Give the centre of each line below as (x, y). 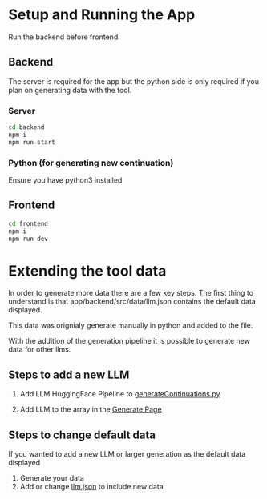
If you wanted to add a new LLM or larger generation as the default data (127, 453)
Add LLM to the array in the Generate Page (91, 409)
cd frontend (28, 223)
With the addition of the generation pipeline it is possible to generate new (129, 341)
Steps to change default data (82, 435)
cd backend (26, 127)
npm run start (32, 142)
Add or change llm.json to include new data (92, 486)
